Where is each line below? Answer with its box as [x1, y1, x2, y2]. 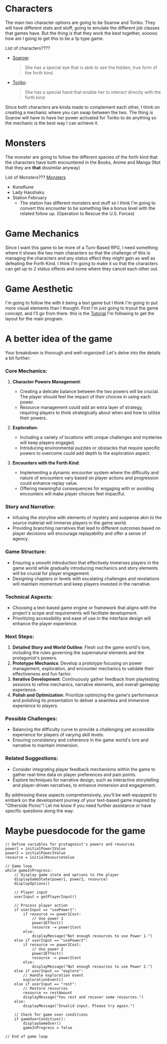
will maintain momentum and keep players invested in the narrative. [12, 581, 151, 587]
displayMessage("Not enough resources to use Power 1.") [31, 933, 153, 939]
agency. [12, 536, 29, 542]
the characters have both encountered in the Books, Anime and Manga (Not [5, 159, 161, 165]
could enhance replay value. [19, 480, 78, 486]
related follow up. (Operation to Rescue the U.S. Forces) [19, 210, 135, 216]
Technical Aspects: [5, 593, 53, 600]
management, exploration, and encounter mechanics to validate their [12, 666, 154, 672]
